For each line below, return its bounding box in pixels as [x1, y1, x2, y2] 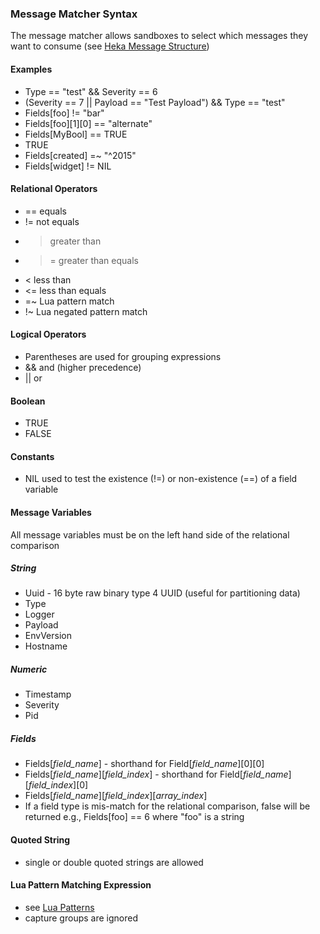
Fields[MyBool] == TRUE [24, 128, 128, 140]
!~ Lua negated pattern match [24, 305, 148, 317]
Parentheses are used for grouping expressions [24, 350, 222, 362]
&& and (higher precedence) [24, 361, 142, 373]
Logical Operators [10, 328, 87, 341]
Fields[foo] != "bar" [24, 107, 105, 119]
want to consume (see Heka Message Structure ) [10, 40, 210, 52]
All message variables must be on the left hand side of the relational [10, 528, 290, 541]
